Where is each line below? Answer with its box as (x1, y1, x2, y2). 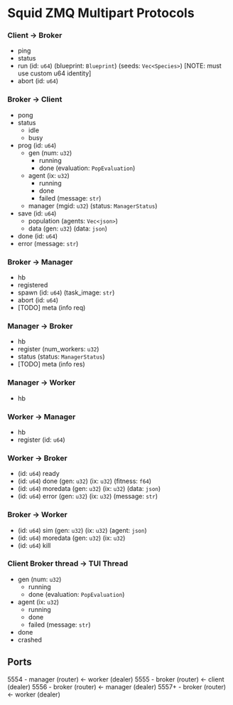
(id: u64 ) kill (17, 541, 51, 549)
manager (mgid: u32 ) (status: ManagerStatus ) (28, 201, 158, 210)
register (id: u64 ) (17, 435, 65, 444)
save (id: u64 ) (17, 208, 57, 218)
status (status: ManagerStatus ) (17, 352, 105, 361)
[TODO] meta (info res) (17, 360, 85, 369)
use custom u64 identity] (17, 69, 92, 78)
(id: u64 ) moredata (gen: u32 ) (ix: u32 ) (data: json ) (17, 484, 161, 493)
